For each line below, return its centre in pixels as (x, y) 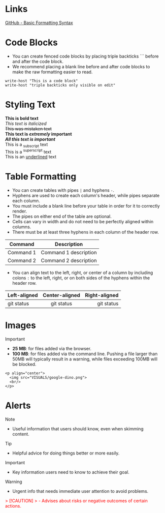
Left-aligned (23, 295)
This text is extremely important (39, 134)
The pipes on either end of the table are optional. (62, 216)
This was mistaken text (28, 128)
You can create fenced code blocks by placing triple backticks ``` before (85, 56)
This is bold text (22, 118)
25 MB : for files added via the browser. (52, 349)
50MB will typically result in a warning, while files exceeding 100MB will (85, 359)
